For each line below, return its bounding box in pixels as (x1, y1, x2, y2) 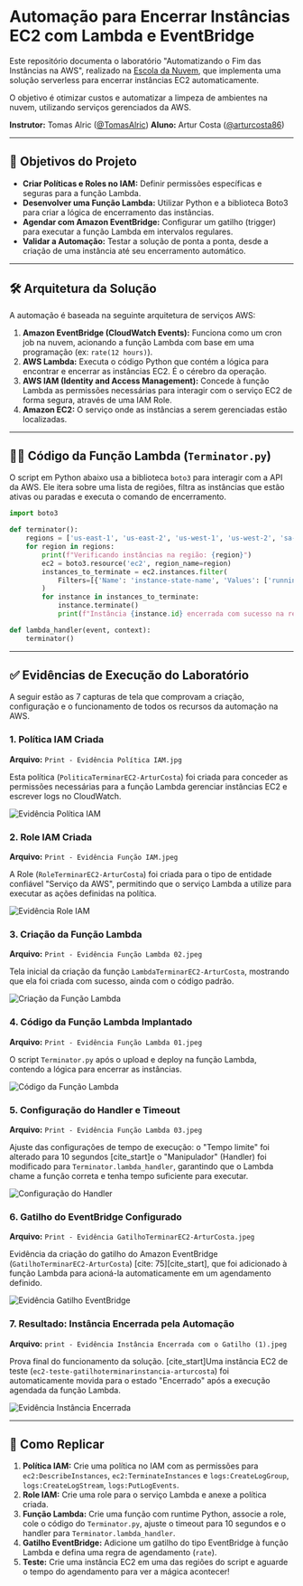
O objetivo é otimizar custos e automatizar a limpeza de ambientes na (9, 92, 268, 103)
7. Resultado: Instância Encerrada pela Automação (9, 1317, 234, 1330)
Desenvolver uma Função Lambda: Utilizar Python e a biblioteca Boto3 (22, 197, 289, 208)
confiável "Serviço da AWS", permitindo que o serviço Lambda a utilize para (9, 879, 292, 890)
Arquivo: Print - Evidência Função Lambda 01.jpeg (9, 1036, 203, 1047)
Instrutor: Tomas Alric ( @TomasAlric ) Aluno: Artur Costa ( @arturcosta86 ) (9, 119, 285, 130)
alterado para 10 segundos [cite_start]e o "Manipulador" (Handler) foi (9, 1151, 268, 1162)
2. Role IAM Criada (9, 830, 93, 843)
